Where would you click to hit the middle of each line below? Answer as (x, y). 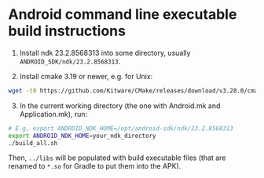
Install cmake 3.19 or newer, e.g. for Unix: (86, 76)
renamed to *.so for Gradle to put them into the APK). (95, 166)
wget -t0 (22, 91)
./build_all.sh (33, 143)
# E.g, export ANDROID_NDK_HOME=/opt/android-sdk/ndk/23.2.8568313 (121, 128)
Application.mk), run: (53, 114)
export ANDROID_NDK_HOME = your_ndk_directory (82, 136)
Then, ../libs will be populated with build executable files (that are (117, 158)
